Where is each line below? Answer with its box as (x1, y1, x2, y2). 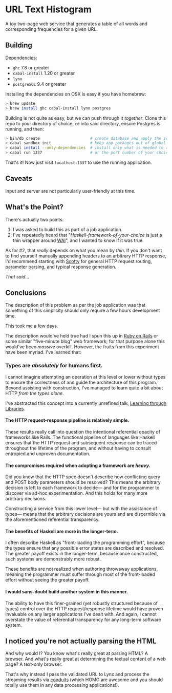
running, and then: (5, 126, 45, 132)
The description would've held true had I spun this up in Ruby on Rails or (5, 333, 159, 339)
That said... (5, 273, 30, 279)
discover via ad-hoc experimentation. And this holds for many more (5, 490, 148, 496)
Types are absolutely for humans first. (5, 362, 103, 369)
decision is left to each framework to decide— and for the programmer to (5, 484, 160, 491)
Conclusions (5, 289, 47, 297)
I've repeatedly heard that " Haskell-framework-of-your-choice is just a (12, 232, 162, 238)
